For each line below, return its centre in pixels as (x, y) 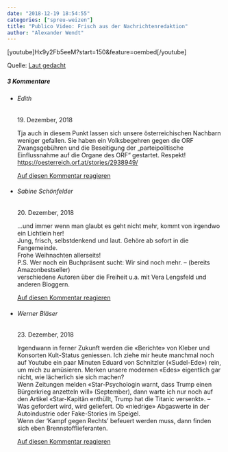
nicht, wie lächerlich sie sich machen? (71, 377)
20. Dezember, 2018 (45, 213)
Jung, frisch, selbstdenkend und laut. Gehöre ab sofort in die (103, 240)
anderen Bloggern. (43, 284)
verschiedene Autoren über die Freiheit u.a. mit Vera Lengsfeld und (112, 277)
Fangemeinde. (37, 248)
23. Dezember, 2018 (45, 335)
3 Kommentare (29, 81)
